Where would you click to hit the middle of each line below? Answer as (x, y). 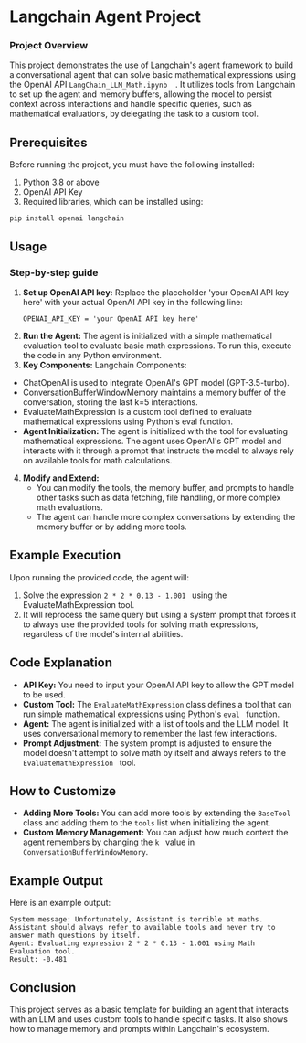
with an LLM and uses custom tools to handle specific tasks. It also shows (148, 1019)
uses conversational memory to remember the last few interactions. (150, 733)
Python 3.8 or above (61, 182)
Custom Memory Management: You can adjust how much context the (155, 833)
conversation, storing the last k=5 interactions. (110, 402)
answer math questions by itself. (75, 936)
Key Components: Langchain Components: (105, 365)
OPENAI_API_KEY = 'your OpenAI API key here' (111, 319)
